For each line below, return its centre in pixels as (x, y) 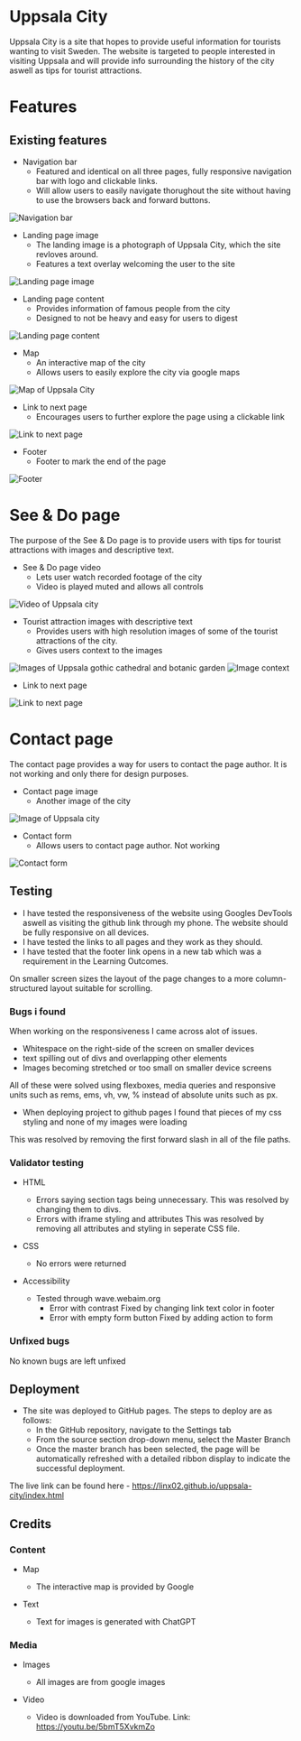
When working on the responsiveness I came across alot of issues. (134, 1031)
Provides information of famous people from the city (133, 308)
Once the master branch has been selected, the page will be (148, 1449)
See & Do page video (62, 567)
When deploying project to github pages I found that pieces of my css (152, 1112)
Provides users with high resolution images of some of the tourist (157, 631)
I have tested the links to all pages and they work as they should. (142, 941)
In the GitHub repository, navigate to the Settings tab (133, 1430)
